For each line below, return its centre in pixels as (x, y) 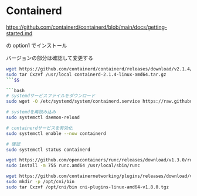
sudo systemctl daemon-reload (43, 118)
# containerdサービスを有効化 (40, 128)
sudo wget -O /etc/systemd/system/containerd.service (73, 102)
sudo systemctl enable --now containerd (56, 133)
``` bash (16, 90)
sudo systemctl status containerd (48, 150)
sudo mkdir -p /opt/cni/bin (40, 182)
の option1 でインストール (37, 45)
